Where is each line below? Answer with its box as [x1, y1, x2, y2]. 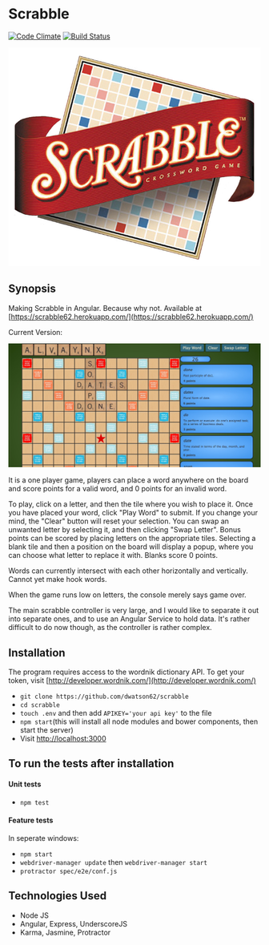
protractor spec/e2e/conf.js [19, 867, 118, 875]
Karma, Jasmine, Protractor [19, 927, 111, 937]
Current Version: [8, 327, 62, 337]
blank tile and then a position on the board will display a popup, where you [8, 542, 254, 551]
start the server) [19, 725, 74, 734]
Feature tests [8, 815, 54, 826]
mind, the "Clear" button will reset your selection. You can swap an [8, 516, 230, 526]
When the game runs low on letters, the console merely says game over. [8, 590, 247, 600]
